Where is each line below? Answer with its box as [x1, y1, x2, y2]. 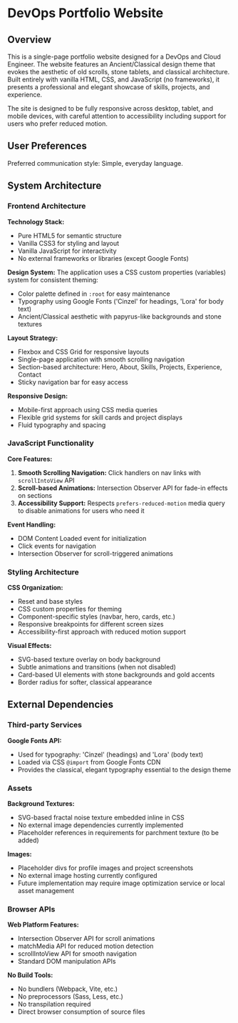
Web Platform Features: [7, 920, 80, 929]
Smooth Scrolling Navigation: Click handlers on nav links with [17, 468, 202, 476]
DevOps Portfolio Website [7, 5, 164, 21]
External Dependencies [7, 699, 114, 711]
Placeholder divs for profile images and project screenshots [17, 864, 194, 872]
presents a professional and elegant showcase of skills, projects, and [7, 83, 210, 91]
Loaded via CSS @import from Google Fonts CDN [17, 757, 161, 766]
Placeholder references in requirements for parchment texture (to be [17, 829, 219, 837]
